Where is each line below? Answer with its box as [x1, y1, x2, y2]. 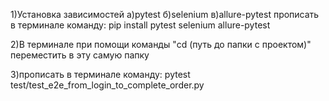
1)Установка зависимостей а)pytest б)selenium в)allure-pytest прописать [10, 9, 320, 20]
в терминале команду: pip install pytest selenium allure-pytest [10, 19, 271, 31]
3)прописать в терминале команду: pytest [10, 69, 191, 80]
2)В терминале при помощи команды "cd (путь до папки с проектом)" [10, 39, 312, 50]
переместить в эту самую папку [10, 49, 150, 61]
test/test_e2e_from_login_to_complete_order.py [10, 79, 205, 91]
